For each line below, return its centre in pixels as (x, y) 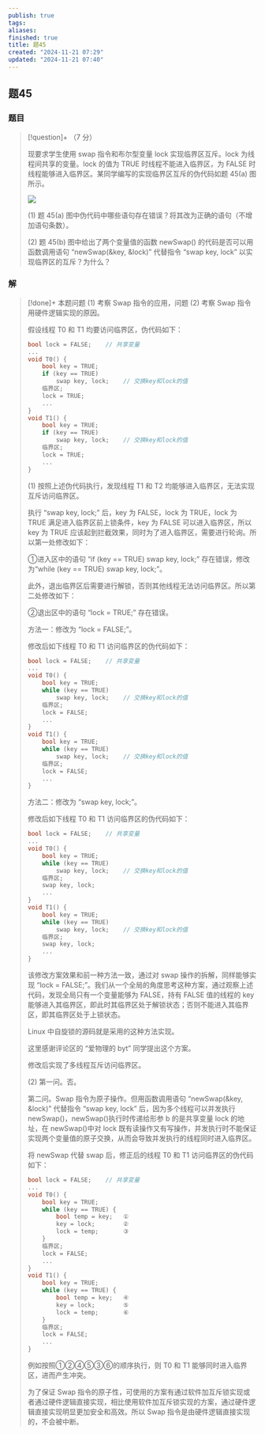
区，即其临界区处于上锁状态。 (76, 1015)
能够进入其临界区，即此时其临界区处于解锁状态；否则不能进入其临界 (138, 1005)
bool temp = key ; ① (92, 1217)
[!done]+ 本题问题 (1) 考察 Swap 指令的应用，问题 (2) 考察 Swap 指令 (139, 302)
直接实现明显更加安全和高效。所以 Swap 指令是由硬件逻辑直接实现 (142, 1412)
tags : (17, 23)
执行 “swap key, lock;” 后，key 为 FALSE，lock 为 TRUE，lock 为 (132, 512)
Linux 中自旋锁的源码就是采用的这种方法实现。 (103, 1032)
